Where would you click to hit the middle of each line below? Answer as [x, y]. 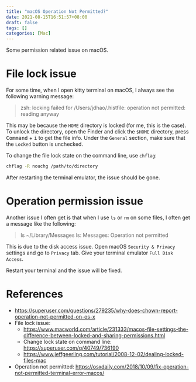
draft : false [22, 22]
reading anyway [40, 114]
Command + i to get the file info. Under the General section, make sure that [96, 138]
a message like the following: [41, 223]
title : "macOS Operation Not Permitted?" [57, 11]
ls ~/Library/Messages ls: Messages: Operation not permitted [94, 235]
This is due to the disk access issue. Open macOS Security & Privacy [91, 246]
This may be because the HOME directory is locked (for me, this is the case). [96, 125]
